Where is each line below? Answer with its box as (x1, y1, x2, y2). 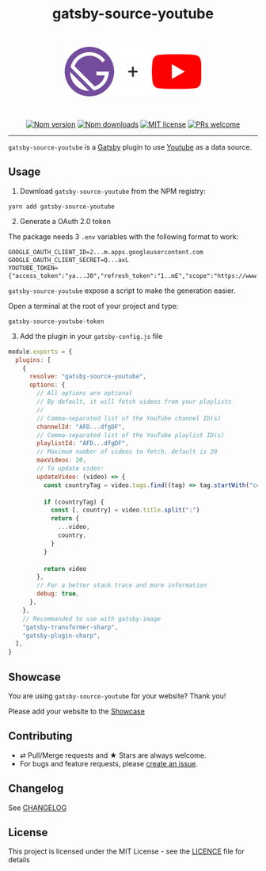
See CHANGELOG (8, 803, 67, 812)
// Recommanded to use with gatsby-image (22, 614, 161, 622)
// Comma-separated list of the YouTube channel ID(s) (36, 414, 222, 422)
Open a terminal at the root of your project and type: (8, 301, 179, 310)
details (8, 855, 30, 865)
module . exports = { (8, 348, 73, 356)
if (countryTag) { (43, 498, 104, 506)
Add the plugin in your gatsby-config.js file (19, 331, 163, 340)
